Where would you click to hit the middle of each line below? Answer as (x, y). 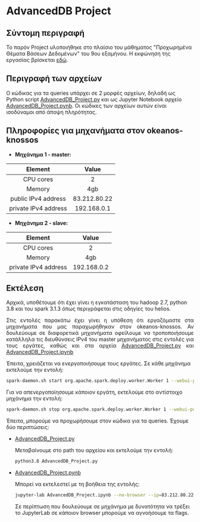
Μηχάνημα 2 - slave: (41, 223)
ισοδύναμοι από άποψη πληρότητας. (51, 112)
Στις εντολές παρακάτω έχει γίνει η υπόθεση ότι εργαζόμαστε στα (100, 321)
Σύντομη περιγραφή (46, 33)
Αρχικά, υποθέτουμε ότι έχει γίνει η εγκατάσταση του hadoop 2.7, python (97, 303)
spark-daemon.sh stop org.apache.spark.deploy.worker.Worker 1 (86, 409)
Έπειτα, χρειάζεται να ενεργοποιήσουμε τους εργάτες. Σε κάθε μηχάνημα (99, 363)
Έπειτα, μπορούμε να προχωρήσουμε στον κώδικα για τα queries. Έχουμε (97, 421)
